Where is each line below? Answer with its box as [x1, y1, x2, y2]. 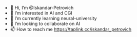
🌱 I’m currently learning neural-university [10, 15, 97, 21]
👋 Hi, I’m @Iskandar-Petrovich [10, 5, 74, 10]
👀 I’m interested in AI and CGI [10, 10, 73, 16]
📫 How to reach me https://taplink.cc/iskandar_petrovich [10, 26, 132, 32]
